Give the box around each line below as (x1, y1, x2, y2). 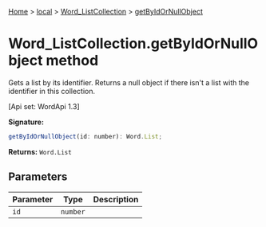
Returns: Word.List (8, 147, 72, 156)
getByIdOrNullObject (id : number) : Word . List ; (8, 132, 162, 140)
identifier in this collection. (8, 86, 96, 96)
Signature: (8, 117, 44, 127)
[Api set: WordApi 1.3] (8, 101, 80, 111)
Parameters (8, 170, 68, 184)
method (46, 52, 99, 70)
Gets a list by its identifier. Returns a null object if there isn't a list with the (8, 77, 250, 87)
